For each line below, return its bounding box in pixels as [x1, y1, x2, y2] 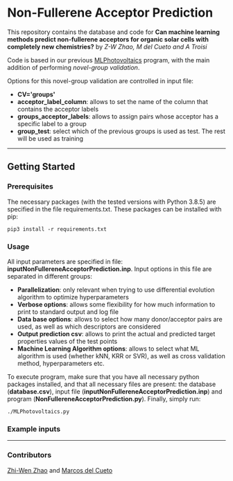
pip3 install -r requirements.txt [7, 225, 107, 233]
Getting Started [7, 161, 76, 173]
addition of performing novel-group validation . [7, 63, 140, 71]
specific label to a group [17, 119, 87, 128]
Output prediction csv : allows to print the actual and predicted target [17, 329, 216, 338]
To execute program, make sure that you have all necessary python [7, 372, 200, 381]
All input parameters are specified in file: [7, 257, 123, 265]
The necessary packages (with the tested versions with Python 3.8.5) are [7, 198, 216, 206]
